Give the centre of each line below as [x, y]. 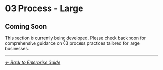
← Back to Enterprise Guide [33, 62]
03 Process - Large [44, 9]
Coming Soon [26, 26]
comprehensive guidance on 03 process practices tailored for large [72, 43]
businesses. [17, 48]
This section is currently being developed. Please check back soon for [75, 38]
